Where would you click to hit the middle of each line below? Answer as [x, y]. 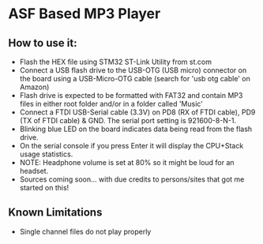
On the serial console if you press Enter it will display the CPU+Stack [131, 146]
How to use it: [43, 43]
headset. [34, 171]
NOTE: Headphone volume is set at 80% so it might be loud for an [127, 162]
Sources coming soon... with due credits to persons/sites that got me [132, 179]
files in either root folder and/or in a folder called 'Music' [111, 104]
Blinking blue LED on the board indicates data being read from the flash [136, 129]
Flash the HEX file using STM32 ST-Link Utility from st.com [115, 62]
